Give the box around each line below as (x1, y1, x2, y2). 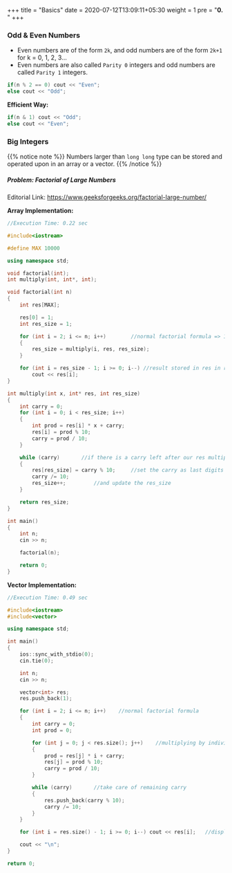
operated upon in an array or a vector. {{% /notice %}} (7, 160, 162, 168)
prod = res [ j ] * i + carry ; (43, 752, 126, 760)
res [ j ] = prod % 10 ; (43, 759, 104, 766)
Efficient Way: (7, 100, 49, 109)
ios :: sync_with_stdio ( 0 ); (19, 651, 95, 658)
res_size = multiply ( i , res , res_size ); (32, 346, 150, 353)
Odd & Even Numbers (7, 30, 81, 40)
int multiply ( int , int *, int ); (7, 276, 97, 283)
